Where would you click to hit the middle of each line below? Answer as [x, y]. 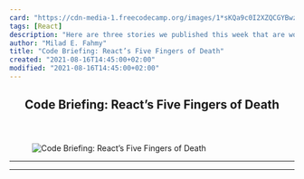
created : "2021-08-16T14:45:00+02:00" [82, 60]
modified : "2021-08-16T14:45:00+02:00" [85, 69]
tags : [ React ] [36, 26]
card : [19, 18]
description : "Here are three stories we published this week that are [147, 34]
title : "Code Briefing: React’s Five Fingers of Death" [117, 52]
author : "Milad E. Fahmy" [58, 43]
